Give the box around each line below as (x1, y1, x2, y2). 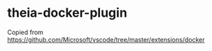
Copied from (7, 28, 44, 36)
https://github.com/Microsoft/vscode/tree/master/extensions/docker (7, 35, 205, 43)
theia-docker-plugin (7, 5, 127, 21)
